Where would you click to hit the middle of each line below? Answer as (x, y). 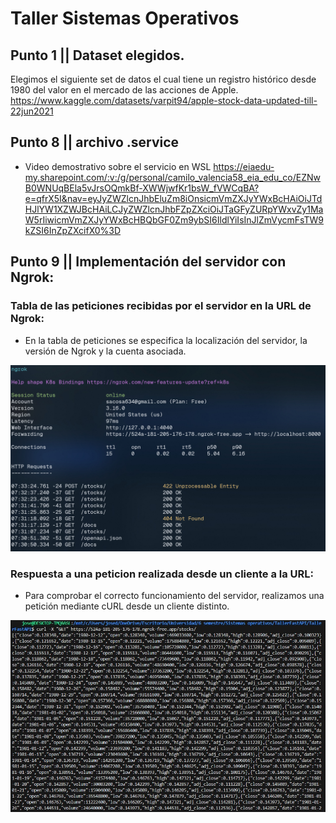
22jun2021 (32, 111)
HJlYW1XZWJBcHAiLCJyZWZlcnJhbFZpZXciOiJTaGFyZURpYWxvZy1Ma (174, 209)
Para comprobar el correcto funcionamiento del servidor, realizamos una (174, 596)
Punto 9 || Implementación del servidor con (148, 262)
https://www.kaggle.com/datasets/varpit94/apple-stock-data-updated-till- (164, 100)
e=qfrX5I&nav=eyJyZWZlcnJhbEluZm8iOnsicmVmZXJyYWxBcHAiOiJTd (173, 198)
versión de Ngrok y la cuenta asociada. (105, 351)
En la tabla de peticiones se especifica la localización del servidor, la (166, 340)
